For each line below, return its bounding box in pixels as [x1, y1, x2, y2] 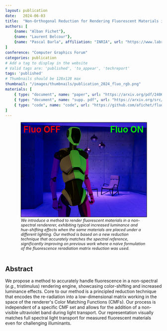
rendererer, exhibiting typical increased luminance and [37, 222, 138, 227]
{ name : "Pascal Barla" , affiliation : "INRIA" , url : [14, 40, 123, 45]
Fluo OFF [23, 124, 61, 135]
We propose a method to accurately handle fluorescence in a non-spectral [5, 278, 158, 284]
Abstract [5, 265, 33, 273]
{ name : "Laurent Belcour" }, [14, 34, 72, 39]
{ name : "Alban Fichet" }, [14, 29, 66, 34]
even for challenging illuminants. [5, 320, 72, 326]
